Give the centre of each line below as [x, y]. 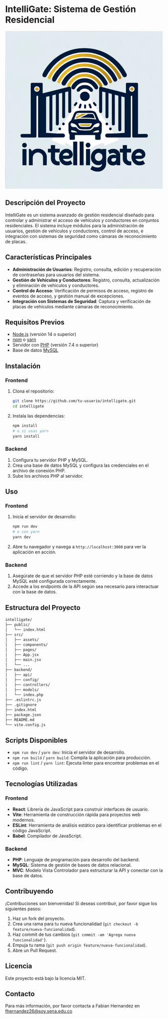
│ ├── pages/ [21, 650]
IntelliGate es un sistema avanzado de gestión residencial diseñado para [79, 215]
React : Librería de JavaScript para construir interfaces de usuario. [80, 809]
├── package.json [23, 715]
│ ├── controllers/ [28, 685]
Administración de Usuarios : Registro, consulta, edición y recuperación [87, 269]
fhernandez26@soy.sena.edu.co [39, 1011]
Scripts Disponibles [36, 740]
